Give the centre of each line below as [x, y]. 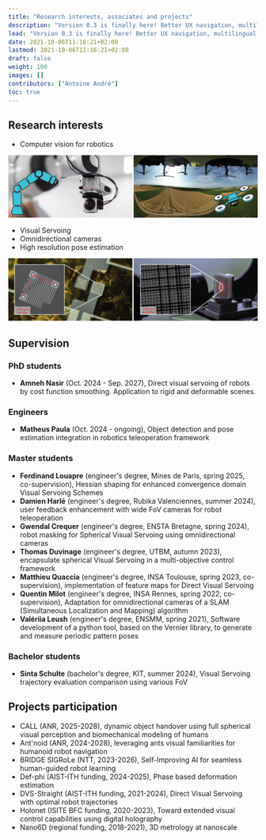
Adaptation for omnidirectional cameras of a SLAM [147, 602]
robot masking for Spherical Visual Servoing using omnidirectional [127, 535]
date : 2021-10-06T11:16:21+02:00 [63, 42]
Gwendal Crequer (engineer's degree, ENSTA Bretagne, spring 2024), [134, 526]
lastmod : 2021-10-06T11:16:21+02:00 [68, 50]
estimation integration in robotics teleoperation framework [114, 438]
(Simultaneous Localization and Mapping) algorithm [104, 610]
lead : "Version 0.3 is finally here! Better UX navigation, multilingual [133, 33]
